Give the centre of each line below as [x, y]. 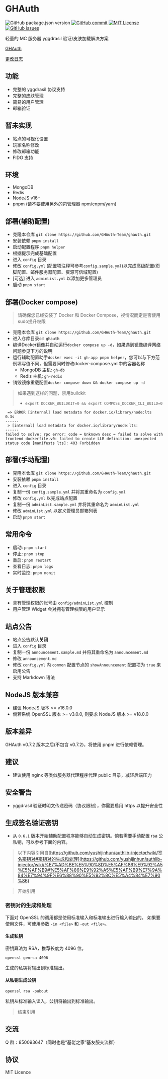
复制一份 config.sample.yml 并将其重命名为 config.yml [69, 491]
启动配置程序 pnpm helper [39, 247]
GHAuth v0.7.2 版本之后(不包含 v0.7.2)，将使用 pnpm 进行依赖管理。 [76, 744]
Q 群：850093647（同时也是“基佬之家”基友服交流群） [61, 1042]
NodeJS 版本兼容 [32, 695]
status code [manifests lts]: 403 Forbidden [53, 443]
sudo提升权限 [32, 321]
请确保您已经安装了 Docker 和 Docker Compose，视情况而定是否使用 [89, 315]
